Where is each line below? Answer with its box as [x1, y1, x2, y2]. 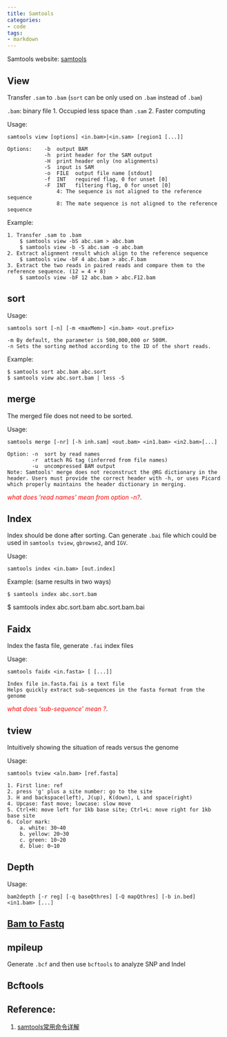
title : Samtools [7, 10, 54, 17]
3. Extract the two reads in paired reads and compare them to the [7, 262, 206, 269]
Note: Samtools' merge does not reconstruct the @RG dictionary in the [7, 469, 217, 476]
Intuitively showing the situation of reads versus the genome [7, 743, 179, 751]
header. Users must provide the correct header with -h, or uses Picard [7, 475, 221, 482]
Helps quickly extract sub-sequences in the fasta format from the [7, 687, 206, 694]
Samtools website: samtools [7, 55, 87, 63]
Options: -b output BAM [7, 145, 88, 152]
